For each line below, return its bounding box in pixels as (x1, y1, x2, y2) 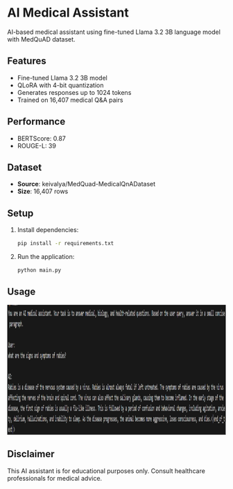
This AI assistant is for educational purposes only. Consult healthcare (7, 466, 206, 475)
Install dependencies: (17, 226, 79, 234)
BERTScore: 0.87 (17, 134, 66, 143)
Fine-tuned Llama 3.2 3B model (17, 73, 107, 82)
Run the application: (17, 253, 75, 261)
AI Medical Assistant (7, 5, 130, 21)
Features (7, 55, 46, 67)
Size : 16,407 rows (17, 187, 69, 195)
